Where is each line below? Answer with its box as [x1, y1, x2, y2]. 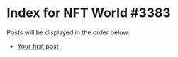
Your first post [16, 42, 59, 50]
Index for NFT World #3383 [6, 5, 171, 21]
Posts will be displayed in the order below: [6, 28, 130, 37]
